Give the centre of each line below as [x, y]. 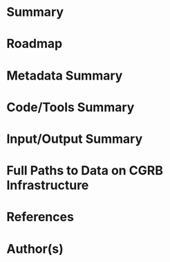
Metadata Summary [65, 75]
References [40, 217]
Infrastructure [48, 185]
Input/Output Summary [75, 139]
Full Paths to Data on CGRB [85, 171]
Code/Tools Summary [70, 107]
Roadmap [35, 44]
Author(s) [35, 248]
